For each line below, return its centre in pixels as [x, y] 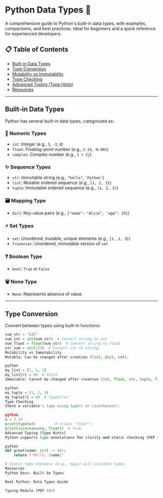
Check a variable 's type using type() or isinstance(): [63, 406]
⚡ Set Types [19, 226]
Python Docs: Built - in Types [34, 473]
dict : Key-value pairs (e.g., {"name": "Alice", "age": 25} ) [71, 213]
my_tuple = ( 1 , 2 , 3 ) [27, 393]
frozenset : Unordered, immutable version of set [60, 243]
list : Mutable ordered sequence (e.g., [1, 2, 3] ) [62, 183]
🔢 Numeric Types [26, 133]
